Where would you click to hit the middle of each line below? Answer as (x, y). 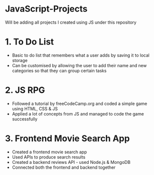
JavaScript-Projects (46, 9)
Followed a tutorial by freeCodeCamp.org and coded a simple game (80, 103)
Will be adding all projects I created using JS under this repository (71, 22)
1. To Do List (30, 42)
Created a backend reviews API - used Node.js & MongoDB (71, 162)
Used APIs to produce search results (49, 157)
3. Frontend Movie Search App (67, 138)
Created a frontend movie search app (49, 152)
